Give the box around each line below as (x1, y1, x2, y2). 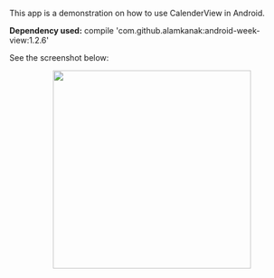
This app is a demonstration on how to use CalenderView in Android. (9, 8, 265, 18)
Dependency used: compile (9, 25, 115, 35)
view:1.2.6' (9, 35, 50, 45)
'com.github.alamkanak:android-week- (116, 25, 260, 35)
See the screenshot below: (9, 53, 109, 62)
